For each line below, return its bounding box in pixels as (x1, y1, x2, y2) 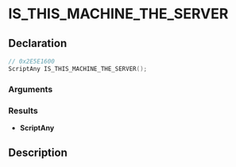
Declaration (8, 37, 68, 50)
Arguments (8, 83, 53, 95)
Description (8, 146, 68, 160)
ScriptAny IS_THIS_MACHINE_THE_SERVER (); (8, 64, 148, 72)
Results (8, 105, 38, 116)
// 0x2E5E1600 (8, 57, 56, 65)
